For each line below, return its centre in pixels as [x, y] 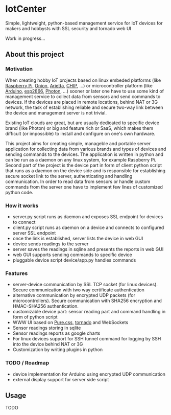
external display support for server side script [61, 379]
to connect [24, 222]
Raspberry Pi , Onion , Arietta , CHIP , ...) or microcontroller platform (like [79, 85]
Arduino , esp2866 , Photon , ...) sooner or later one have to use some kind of [85, 91]
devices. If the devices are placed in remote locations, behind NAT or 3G [82, 102]
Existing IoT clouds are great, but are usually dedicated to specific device [82, 123]
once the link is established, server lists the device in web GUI [78, 238]
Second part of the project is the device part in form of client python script [84, 165]
